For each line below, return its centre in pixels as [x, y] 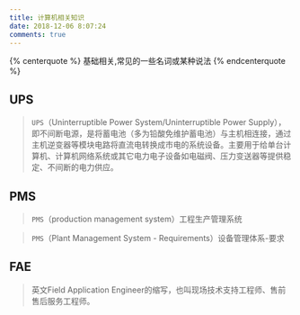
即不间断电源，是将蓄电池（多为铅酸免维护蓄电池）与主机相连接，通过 [161, 134]
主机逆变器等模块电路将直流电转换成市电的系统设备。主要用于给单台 [157, 145]
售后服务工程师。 [63, 301]
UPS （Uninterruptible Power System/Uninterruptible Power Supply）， [159, 122]
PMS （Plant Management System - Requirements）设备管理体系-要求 [158, 238]
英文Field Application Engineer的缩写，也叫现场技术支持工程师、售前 [159, 290]
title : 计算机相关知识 [47, 18]
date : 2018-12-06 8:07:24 [57, 26]
